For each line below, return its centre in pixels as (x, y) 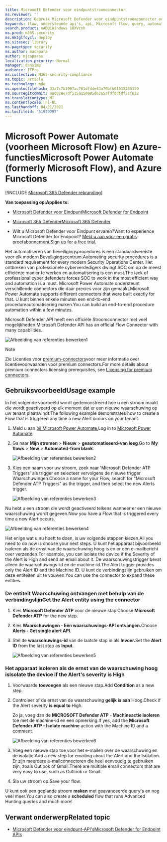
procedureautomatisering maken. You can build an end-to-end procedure (80, 304)
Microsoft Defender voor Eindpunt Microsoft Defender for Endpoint (80, 212)
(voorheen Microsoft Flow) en (68, 147)
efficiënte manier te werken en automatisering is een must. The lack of (77, 273)
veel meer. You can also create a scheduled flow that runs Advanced (75, 796)
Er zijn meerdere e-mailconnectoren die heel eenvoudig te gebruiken (83, 761)
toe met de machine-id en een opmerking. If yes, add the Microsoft (81, 720)
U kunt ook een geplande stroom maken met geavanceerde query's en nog (83, 791)
